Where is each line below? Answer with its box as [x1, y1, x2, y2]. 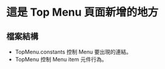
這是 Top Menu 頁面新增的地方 [6, 5, 159, 19]
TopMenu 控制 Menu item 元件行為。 [15, 56, 107, 63]
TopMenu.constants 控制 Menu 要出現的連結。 [15, 49, 132, 55]
